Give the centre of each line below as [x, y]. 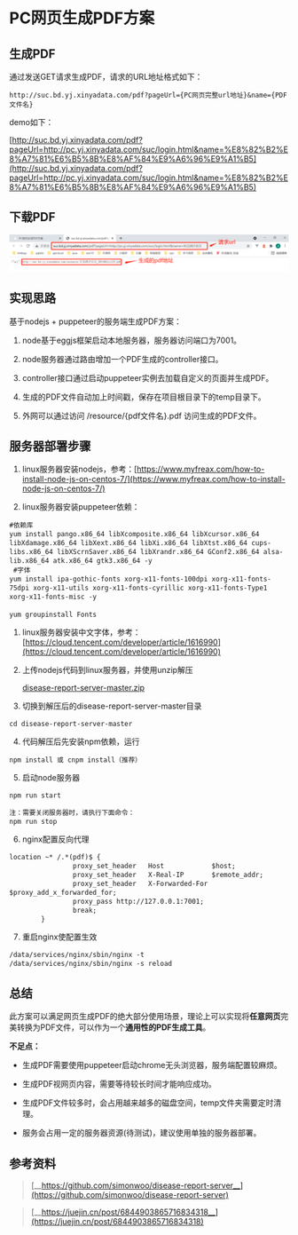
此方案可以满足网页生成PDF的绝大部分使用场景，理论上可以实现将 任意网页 [145, 1017]
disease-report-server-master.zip [83, 688]
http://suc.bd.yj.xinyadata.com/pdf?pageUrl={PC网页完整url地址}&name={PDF [148, 95]
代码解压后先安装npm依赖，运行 [81, 741]
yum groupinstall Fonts [53, 615]
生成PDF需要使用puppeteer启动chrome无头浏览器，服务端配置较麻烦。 [152, 1065]
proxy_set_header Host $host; [154, 867]
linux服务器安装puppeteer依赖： [81, 507]
